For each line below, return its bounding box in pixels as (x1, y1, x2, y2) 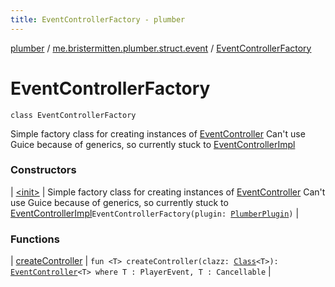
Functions (10, 232, 60, 246)
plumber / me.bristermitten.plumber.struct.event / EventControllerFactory (10, 42, 312, 54)
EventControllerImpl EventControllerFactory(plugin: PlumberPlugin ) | (10, 207, 300, 219)
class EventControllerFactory (10, 110, 137, 120)
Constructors (10, 163, 77, 177)
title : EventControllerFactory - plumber (10, 14, 186, 25)
